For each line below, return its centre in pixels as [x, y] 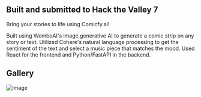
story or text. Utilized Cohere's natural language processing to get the [92, 42]
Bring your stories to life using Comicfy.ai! [58, 24]
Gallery [20, 73]
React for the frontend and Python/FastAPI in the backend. [79, 54]
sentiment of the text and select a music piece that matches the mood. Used [100, 48]
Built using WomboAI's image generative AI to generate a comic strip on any [100, 36]
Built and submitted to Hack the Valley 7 [82, 10]
